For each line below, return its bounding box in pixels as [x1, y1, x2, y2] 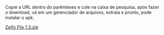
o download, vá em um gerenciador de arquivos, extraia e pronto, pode [5, 9, 151, 15]
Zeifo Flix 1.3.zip [5, 24, 38, 30]
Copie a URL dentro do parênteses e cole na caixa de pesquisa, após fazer [5, 4, 159, 10]
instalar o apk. [5, 15, 34, 20]
